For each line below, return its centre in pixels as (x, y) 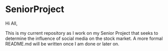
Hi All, (11, 23)
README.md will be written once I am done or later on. (62, 43)
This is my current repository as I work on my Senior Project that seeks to (82, 33)
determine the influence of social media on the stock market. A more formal (84, 38)
